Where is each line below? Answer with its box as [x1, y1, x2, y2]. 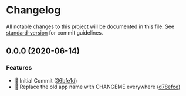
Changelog [6, 4, 61, 17]
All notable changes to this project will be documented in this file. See [6, 23, 175, 30]
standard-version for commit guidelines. [6, 29, 103, 36]
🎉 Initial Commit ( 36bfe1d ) [14, 77, 77, 84]
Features [6, 64, 32, 72]
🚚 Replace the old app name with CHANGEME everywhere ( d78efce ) [14, 83, 181, 90]
